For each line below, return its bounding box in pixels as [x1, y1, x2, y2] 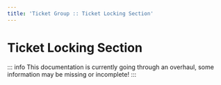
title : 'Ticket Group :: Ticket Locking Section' [7, 10, 154, 17]
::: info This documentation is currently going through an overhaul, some [7, 63, 214, 71]
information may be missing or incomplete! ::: [7, 70, 137, 78]
